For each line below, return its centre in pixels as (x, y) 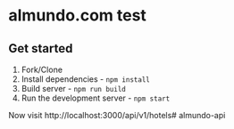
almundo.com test (77, 16)
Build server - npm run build (73, 89)
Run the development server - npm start (96, 98)
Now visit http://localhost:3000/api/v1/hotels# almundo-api (117, 115)
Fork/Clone (42, 69)
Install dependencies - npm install (86, 79)
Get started (41, 48)
